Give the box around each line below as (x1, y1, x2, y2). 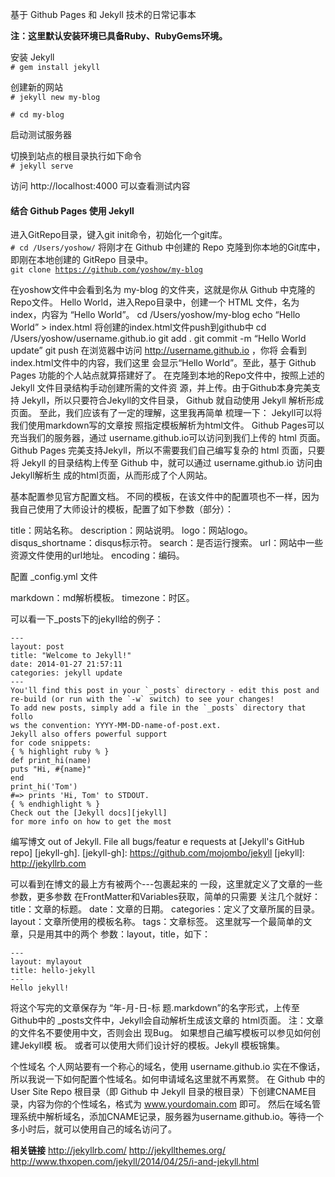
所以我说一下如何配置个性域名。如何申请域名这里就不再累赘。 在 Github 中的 (10, 1073, 326, 1085)
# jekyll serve (10, 161, 74, 171)
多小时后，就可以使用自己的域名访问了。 (10, 1123, 177, 1135)
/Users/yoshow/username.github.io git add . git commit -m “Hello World (10, 333, 307, 345)
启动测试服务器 (10, 129, 72, 140)
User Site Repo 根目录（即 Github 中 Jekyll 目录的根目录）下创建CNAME (10, 1086, 308, 1098)
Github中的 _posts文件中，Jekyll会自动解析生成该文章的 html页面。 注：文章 (10, 1014, 324, 1027)
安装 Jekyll (10, 51, 55, 63)
